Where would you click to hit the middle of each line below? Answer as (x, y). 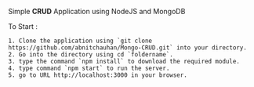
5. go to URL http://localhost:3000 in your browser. (98, 75)
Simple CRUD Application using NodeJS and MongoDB (97, 11)
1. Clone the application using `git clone (80, 41)
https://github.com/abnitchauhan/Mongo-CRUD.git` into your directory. (127, 48)
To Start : (23, 26)
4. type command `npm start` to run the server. (89, 68)
